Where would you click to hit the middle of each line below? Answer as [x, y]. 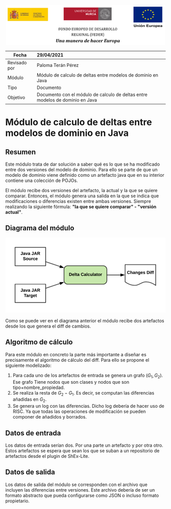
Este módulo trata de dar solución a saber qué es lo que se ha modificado [83, 164]
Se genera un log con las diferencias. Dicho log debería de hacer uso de [88, 406]
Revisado [17, 62]
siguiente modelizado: [28, 365]
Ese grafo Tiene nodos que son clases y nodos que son [71, 382]
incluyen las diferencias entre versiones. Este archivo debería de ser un [80, 490]
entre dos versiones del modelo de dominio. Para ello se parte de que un [81, 169]
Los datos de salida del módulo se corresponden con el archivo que [76, 484]
